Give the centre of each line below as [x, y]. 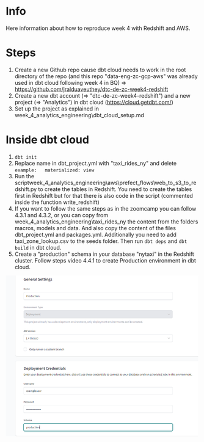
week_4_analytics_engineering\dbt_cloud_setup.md [79, 115]
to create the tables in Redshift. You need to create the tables [115, 189]
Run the [24, 176]
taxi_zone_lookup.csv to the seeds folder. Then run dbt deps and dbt [101, 241]
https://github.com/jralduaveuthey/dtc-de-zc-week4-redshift [91, 89]
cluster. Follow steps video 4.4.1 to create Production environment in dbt [105, 260]
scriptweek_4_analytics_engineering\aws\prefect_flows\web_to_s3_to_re [105, 183]
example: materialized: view [54, 170]
